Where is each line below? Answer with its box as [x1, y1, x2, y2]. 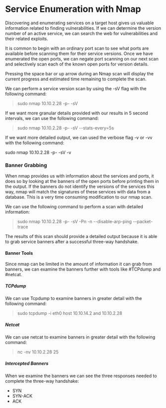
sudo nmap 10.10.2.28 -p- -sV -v [5, 149, 71, 155]
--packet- [133, 219, 153, 225]
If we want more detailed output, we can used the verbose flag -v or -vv [5, 134, 153, 140]
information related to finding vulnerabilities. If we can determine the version [5, 25, 161, 31]
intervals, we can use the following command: [5, 115, 99, 121]
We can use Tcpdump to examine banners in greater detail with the [5, 295, 142, 301]
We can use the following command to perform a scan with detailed [5, 204, 144, 210]
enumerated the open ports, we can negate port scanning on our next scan [5, 56, 159, 61]
